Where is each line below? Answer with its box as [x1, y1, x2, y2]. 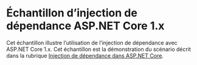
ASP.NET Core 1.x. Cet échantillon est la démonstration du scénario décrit [6, 46, 192, 53]
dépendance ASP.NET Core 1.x [6, 19, 165, 33]
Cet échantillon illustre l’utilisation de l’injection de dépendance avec [6, 39, 178, 46]
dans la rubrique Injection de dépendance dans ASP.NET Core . [6, 52, 164, 59]
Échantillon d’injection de [6, 6, 138, 20]
